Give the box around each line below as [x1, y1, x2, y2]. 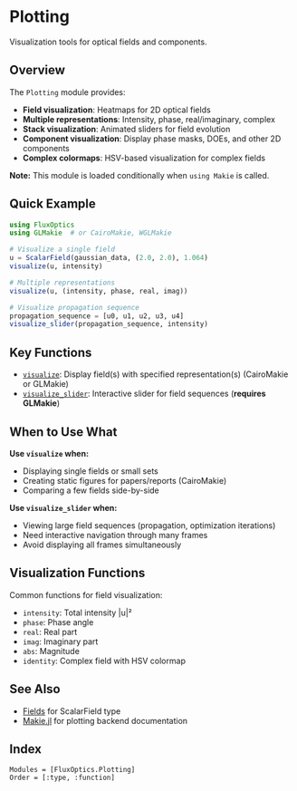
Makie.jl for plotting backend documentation [22, 715, 188, 726]
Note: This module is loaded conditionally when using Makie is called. [9, 169, 270, 180]
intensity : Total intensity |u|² [22, 607, 133, 618]
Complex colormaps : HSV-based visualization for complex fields [22, 152, 265, 163]
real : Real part [22, 626, 78, 637]
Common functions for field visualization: [9, 589, 163, 600]
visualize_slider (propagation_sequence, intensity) [9, 320, 208, 329]
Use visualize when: [9, 448, 89, 458]
